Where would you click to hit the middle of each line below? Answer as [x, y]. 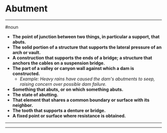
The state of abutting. [35, 94]
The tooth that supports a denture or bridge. [59, 110]
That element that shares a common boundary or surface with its [81, 100]
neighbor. [23, 105]
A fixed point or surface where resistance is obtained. [69, 116]
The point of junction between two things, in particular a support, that [86, 36]
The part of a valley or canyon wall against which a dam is [73, 68]
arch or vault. [27, 52]
